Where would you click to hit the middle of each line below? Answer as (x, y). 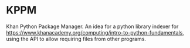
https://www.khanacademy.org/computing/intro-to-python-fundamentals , (95, 32)
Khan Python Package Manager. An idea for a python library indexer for (92, 26)
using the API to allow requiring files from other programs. (76, 39)
